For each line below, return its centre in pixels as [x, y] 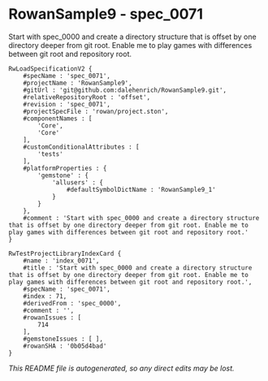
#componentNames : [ [58, 119]
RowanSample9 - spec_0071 [106, 14]
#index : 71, [45, 296]
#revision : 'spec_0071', [67, 104]
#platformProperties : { [65, 168]
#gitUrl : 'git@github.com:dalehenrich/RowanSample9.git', [125, 90]
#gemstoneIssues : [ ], [63, 339]
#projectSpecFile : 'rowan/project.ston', [96, 111]
